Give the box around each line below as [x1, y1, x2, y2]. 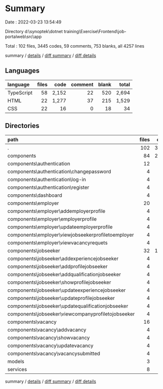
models [7, 358, 25, 365]
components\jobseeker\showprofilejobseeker [7, 278, 112, 285]
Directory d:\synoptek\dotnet [5, 28, 63, 34]
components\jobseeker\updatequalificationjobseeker [7, 302, 129, 309]
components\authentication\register [7, 184, 90, 190]
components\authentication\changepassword [7, 168, 112, 175]
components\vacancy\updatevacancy [7, 342, 94, 349]
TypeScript [7, 89, 33, 96]
